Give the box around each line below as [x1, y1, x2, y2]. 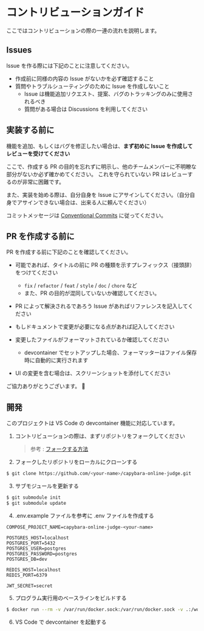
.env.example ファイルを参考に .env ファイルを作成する [15, 512, 155, 519]
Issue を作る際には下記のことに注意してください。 [6, 62, 133, 69]
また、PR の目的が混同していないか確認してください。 [24, 290, 160, 297]
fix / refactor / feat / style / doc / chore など [24, 282, 138, 290]
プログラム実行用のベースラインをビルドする [15, 594, 127, 601]
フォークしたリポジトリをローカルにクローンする [15, 458, 138, 466]
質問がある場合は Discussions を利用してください [24, 105, 148, 113]
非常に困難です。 [22, 178, 65, 185]
